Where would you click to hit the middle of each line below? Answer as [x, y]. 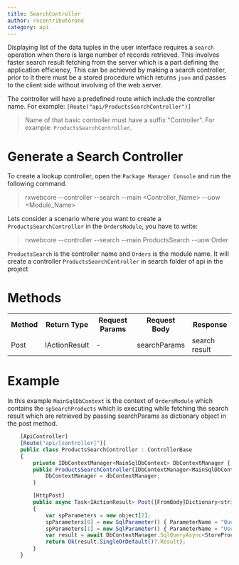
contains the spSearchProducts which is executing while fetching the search [118, 409]
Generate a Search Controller [95, 156]
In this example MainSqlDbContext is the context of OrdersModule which [110, 401]
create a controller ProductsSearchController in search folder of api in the [115, 262]
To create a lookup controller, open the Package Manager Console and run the [119, 176]
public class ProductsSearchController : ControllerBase [106, 450]
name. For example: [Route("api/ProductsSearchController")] [99, 107]
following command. [37, 184]
